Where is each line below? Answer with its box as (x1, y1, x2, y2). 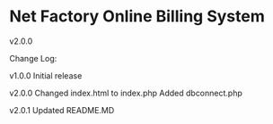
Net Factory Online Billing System (9, 6, 265, 27)
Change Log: (9, 53, 57, 63)
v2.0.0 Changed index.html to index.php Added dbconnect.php (9, 87, 242, 98)
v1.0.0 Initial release (9, 70, 83, 81)
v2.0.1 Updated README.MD (9, 104, 115, 115)
